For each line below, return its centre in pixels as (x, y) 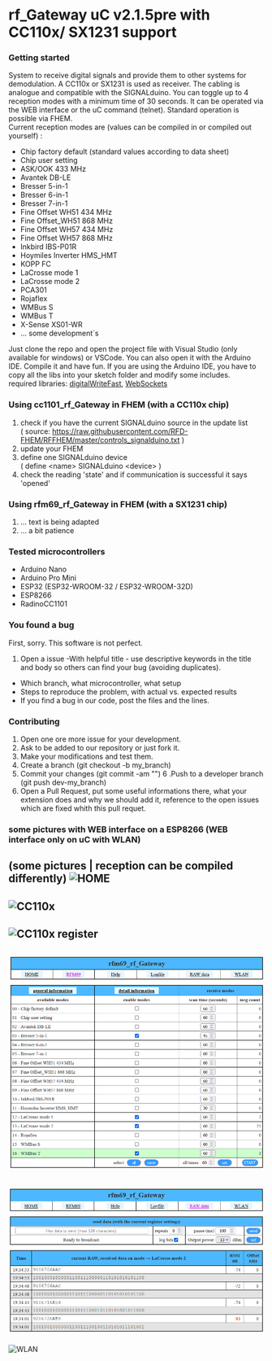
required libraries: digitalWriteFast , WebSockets (88, 383)
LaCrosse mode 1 (49, 273)
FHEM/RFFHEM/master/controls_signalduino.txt (100, 440)
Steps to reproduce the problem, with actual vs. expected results (128, 691)
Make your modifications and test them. (86, 756)
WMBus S (37, 308)
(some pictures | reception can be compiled (121, 866)
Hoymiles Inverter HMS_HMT (69, 256)
